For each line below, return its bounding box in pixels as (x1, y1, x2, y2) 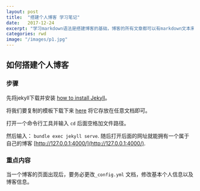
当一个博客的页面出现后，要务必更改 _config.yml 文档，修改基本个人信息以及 (6, 171, 193, 178)
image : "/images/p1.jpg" (6, 36, 68, 42)
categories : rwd (6, 31, 46, 37)
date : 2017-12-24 (6, 20, 55, 26)
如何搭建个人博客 (6, 60, 69, 70)
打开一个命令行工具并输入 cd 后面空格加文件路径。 (6, 119, 130, 127)
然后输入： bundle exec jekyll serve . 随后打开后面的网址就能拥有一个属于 (6, 132, 189, 139)
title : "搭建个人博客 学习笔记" (6, 14, 80, 20)
